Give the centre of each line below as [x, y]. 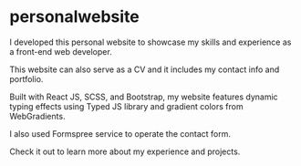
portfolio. [26, 78]
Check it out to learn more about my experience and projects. [125, 151]
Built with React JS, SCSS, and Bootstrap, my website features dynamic [144, 97]
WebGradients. [37, 116]
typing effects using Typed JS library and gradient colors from [126, 106]
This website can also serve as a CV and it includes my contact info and [145, 69]
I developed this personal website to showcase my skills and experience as [150, 42]
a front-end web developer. [61, 51]
